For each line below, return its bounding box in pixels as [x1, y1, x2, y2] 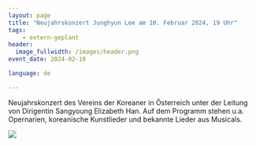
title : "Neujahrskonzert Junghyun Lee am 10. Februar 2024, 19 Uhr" [8, 19, 238, 27]
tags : [8, 26, 26, 34]
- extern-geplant [22, 33, 80, 42]
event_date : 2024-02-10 [8, 56, 87, 64]
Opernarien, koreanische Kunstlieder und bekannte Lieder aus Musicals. [8, 115, 243, 124]
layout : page [8, 11, 51, 20]
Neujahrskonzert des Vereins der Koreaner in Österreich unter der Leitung [8, 97, 248, 107]
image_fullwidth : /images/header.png [15, 48, 139, 56]
